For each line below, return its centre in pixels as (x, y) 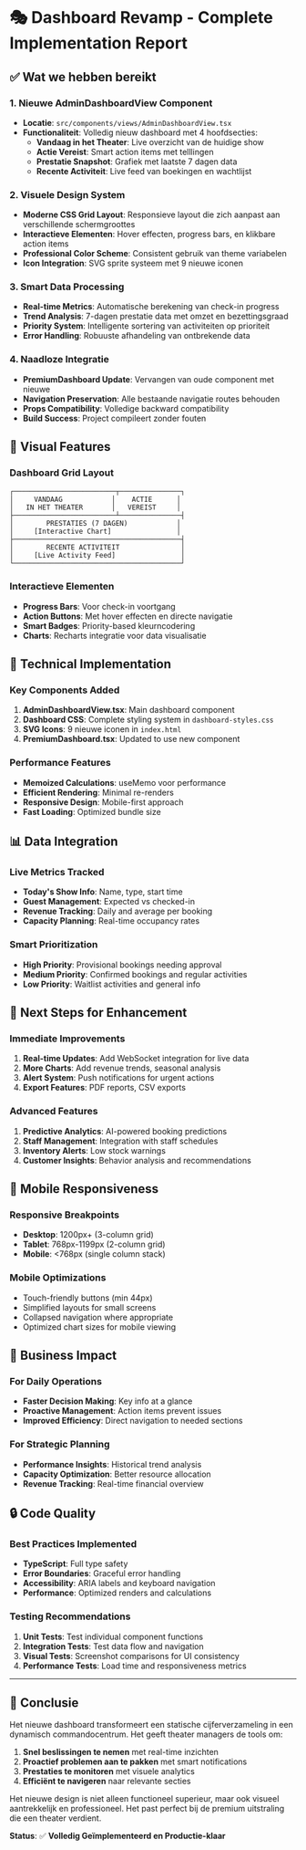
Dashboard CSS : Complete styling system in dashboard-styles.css (148, 720)
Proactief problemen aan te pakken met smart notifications (135, 1761)
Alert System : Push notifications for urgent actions (118, 1078)
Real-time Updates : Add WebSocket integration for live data (136, 1059)
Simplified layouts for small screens (89, 1307)
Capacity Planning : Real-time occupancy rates (111, 921)
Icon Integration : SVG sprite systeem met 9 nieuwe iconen (133, 263)
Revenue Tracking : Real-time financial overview (113, 1483)
